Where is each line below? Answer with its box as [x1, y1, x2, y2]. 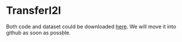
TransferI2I [6, 4, 61, 17]
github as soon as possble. [6, 29, 71, 36]
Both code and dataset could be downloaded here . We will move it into [6, 23, 177, 30]
